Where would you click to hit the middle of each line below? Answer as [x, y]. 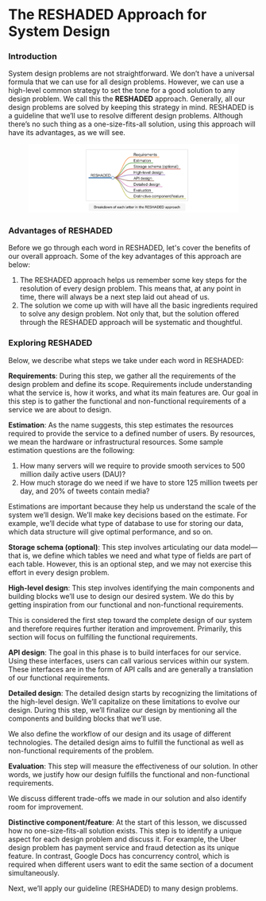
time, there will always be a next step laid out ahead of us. [115, 297]
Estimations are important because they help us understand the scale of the [132, 506]
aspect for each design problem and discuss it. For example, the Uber [122, 839]
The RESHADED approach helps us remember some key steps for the [133, 280]
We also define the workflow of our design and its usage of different [120, 733]
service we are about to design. [60, 409]
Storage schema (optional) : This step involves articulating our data [118, 547]
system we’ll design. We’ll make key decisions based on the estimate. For [128, 515]
